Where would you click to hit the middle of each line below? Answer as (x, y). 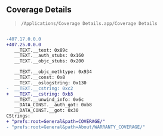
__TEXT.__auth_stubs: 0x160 (49, 56)
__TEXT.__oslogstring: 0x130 (50, 83)
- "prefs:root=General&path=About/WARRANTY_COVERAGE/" (76, 127)
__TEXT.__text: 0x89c (41, 50)
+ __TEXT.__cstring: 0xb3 (40, 94)
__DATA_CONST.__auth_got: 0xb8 (53, 105)
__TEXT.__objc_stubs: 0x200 (49, 61)
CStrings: (19, 116)
